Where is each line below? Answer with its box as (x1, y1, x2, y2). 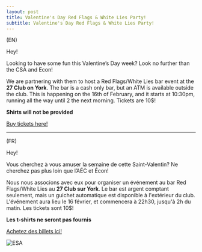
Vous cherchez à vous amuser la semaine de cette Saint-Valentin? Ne (6, 161, 179, 168)
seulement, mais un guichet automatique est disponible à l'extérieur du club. (6, 192, 195, 199)
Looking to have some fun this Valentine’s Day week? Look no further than (6, 60, 190, 67)
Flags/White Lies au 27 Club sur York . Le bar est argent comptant (6, 185, 170, 192)
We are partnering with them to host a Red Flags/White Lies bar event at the (6, 78, 194, 85)
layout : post (6, 8, 39, 15)
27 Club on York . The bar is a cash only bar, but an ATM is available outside (6, 84, 194, 91)
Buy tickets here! (6, 120, 48, 128)
